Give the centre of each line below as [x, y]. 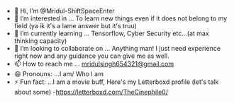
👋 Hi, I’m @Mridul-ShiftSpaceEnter [64, 11]
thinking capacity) [40, 41]
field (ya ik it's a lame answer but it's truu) [75, 26]
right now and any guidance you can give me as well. [92, 56]
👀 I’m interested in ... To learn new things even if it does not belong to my [121, 18]
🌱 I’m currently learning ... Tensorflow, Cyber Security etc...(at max [111, 33]
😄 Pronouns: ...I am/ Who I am [59, 74]
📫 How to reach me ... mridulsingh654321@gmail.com [94, 64]
